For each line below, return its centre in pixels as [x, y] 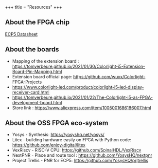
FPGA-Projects [27, 82]
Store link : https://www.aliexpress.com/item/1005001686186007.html [82, 108]
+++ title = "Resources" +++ [34, 7]
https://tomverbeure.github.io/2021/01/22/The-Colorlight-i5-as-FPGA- [82, 97]
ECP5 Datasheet [21, 34]
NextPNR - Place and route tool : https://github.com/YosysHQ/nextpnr [82, 155]
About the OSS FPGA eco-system [57, 123]
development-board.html [37, 102]
